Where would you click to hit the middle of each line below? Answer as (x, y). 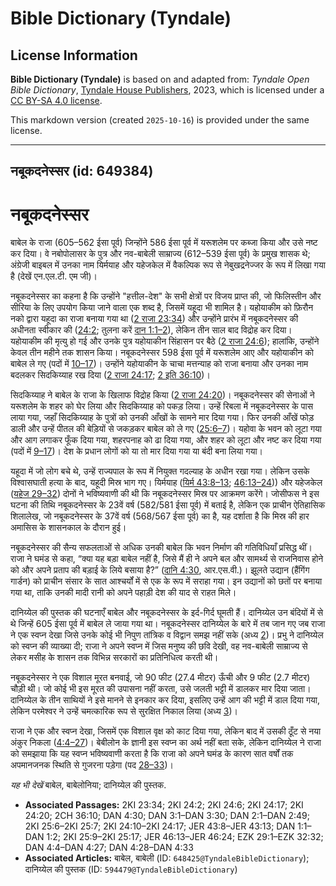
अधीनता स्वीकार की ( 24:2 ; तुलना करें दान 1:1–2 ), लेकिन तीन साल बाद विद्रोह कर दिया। (151, 330)
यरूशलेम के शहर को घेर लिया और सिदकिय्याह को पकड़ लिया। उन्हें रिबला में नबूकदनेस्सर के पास (161, 406)
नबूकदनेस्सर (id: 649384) (82, 171)
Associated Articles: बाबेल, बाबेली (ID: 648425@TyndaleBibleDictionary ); (167, 858)
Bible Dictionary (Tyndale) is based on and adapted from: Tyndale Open (160, 79)
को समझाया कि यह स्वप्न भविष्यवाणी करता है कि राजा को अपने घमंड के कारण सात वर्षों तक (152, 754)
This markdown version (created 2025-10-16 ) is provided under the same (160, 120)
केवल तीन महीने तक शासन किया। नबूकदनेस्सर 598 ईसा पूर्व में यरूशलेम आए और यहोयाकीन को (162, 353)
